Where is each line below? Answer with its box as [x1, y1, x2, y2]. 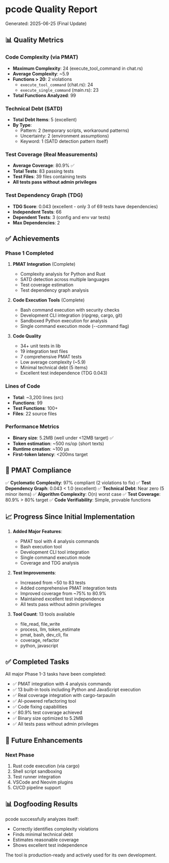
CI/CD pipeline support [12, 784, 61, 790]
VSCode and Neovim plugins [12, 779, 73, 785]
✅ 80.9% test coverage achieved [12, 709, 82, 716]
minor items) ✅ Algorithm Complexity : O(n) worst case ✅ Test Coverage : [5, 491, 161, 497]
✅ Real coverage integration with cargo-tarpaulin [12, 692, 116, 699]
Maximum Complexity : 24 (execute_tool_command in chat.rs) [12, 65, 144, 71]
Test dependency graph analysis [20, 287, 89, 293]
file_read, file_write [20, 621, 60, 627]
